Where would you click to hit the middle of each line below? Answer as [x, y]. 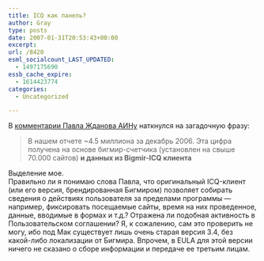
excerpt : [23, 45]
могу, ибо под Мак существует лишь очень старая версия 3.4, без [121, 232]
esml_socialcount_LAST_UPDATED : [61, 60]
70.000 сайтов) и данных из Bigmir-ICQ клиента [109, 158]
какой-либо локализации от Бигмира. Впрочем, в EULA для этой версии [130, 240]
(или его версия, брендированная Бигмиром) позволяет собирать [121, 190]
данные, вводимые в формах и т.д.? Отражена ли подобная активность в [132, 215]
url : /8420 [26, 52]
